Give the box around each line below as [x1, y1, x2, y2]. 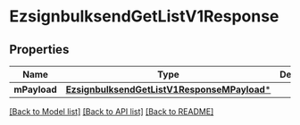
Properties [9, 42, 70, 57]
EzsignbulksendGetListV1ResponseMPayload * [65, 83, 271, 96]
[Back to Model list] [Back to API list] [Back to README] [9, 106, 214, 117]
